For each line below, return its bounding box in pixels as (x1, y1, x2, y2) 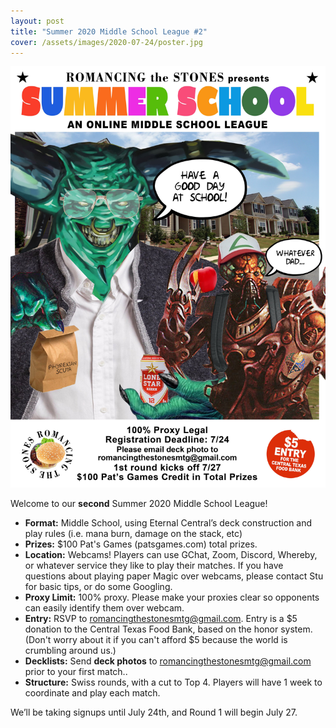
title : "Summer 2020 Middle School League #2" (10, 26, 208, 37)
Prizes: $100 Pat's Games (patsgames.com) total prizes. (24, 538, 258, 550)
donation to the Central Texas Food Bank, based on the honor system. (24, 623, 313, 635)
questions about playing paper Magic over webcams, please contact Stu (24, 570, 324, 582)
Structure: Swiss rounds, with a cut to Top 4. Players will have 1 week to (24, 676, 323, 689)
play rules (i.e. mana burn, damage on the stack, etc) (24, 528, 243, 540)
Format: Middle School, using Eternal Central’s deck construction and (24, 517, 313, 529)
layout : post (10, 16, 65, 26)
